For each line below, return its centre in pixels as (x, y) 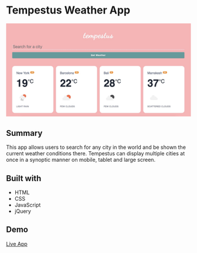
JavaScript (28, 205)
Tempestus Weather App (68, 10)
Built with (24, 178)
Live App (17, 244)
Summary (24, 133)
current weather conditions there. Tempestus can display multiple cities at (96, 154)
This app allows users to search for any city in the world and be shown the (96, 147)
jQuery (23, 211)
